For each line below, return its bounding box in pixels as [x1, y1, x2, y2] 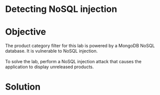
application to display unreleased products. [5, 64, 94, 70]
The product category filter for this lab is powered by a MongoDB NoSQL [5, 43, 155, 49]
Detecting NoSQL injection [5, 3, 117, 15]
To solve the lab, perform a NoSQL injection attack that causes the [5, 59, 142, 65]
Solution [5, 81, 41, 93]
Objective [5, 26, 46, 38]
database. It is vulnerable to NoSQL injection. [5, 48, 98, 54]
